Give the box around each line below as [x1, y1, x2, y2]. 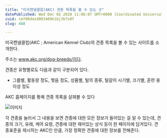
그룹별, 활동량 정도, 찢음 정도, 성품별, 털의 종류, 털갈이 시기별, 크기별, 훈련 [12, 77, 155, 83]
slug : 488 [5, 21, 26, 26]
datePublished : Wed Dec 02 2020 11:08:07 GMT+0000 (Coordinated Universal [5, 12, 164, 17]
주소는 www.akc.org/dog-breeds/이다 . [5, 56, 83, 62]
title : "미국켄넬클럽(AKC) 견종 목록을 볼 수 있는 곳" [5, 7, 104, 12]
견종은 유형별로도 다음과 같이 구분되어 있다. [5, 67, 89, 73]
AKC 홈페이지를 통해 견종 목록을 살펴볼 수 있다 [5, 94, 95, 100]
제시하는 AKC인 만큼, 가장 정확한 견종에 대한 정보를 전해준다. [22, 127, 140, 134]
